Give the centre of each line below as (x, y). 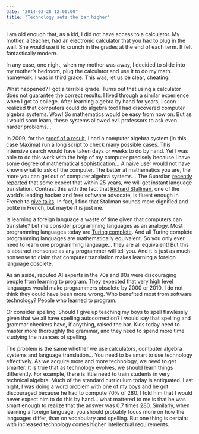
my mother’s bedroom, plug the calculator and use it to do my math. (89, 71)
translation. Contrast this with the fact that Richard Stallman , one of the (93, 188)
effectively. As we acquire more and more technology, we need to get (91, 361)
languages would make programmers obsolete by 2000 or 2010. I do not (94, 287)
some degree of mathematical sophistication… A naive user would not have (98, 163)
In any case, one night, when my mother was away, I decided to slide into (96, 65)
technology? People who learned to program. (61, 300)
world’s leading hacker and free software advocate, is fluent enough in (93, 195)
